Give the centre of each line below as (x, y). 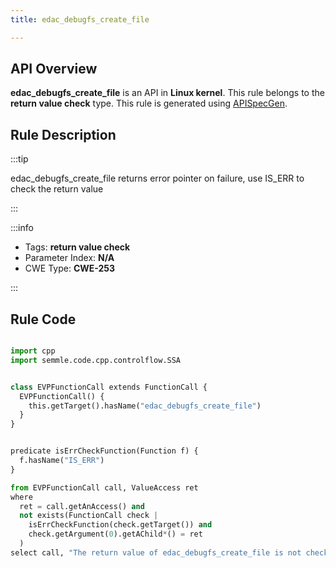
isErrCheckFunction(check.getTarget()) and (120, 525)
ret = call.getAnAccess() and (82, 506)
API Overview (54, 69)
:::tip (19, 159)
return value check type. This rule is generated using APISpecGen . (149, 103)
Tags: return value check (77, 247)
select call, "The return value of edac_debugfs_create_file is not (156, 552)
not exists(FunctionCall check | (89, 516)
